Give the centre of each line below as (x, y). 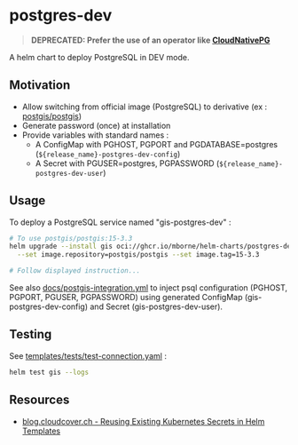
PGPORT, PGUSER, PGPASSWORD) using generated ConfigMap (126, 298)
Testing (31, 334)
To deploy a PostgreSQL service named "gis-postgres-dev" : (120, 222)
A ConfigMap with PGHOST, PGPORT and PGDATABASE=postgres (156, 144)
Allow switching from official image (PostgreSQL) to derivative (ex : (145, 107)
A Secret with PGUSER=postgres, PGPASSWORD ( (127, 163)
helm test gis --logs (49, 372)
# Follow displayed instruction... (75, 271)
